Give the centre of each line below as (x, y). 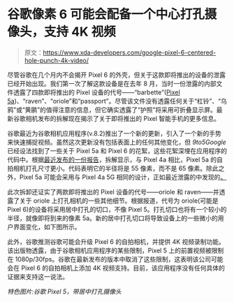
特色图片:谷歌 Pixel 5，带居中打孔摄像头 (65, 292)
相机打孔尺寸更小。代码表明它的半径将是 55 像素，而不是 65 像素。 (110, 168)
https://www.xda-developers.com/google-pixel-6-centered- (130, 52)
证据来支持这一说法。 (38, 276)
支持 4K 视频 (80, 32)
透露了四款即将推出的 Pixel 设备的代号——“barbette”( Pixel (96, 92)
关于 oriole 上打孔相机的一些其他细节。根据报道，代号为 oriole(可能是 (119, 201)
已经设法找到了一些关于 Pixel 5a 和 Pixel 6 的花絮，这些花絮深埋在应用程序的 (117, 150)
